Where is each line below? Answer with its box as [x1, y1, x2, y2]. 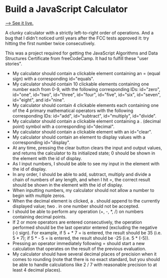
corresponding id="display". [12, 139, 71, 145]
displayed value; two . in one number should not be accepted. [12, 203, 140, 209]
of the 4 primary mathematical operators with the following [12, 107, 134, 113]
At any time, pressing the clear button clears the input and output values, [12, 144, 163, 150]
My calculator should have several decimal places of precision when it [12, 251, 157, 257]
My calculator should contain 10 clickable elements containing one [12, 81, 150, 87]
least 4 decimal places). [12, 266, 62, 273]
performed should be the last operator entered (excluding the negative [12, 224, 158, 230]
